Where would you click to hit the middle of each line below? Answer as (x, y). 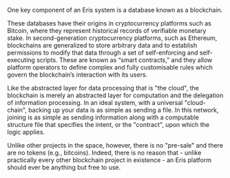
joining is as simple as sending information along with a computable (103, 117)
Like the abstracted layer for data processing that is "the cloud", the (103, 88)
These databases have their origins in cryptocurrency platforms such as (109, 23)
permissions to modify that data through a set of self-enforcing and (103, 52)
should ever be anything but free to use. (64, 167)
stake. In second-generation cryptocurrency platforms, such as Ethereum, (112, 38)
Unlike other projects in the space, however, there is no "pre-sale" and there (115, 145)
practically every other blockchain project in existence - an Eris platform (109, 160)
